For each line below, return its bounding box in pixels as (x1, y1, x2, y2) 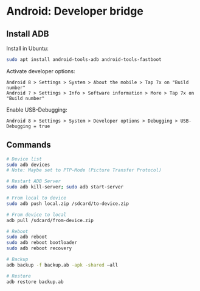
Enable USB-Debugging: (6, 106, 68, 113)
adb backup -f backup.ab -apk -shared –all (6, 262, 119, 268)
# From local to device (6, 195, 67, 201)
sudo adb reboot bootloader (6, 240, 78, 246)
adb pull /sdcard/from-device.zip (6, 217, 94, 223)
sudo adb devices (6, 162, 50, 168)
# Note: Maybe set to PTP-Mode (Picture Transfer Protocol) (6, 167, 162, 173)
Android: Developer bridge (6, 4, 144, 18)
